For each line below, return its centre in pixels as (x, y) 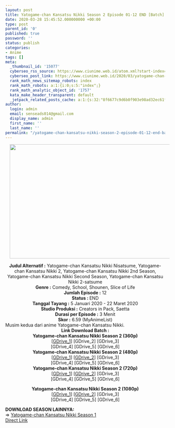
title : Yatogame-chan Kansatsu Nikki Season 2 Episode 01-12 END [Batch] (85, 15)
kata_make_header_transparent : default (52, 95)
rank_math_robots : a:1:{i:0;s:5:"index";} (55, 85)
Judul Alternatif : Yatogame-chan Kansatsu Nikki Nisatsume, (73, 266)
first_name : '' (26, 123)
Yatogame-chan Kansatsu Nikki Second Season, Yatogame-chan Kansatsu (85, 277)
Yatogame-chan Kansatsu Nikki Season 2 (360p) (85, 336)
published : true (22, 34)
